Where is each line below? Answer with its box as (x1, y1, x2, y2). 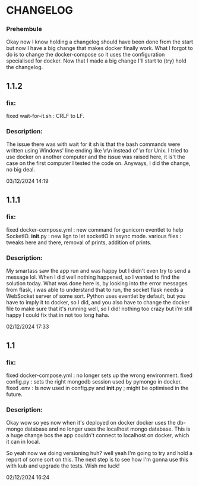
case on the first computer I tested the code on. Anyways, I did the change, (6, 160, 191, 167)
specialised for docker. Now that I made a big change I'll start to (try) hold (6, 57, 187, 64)
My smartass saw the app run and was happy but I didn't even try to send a (6, 267, 191, 275)
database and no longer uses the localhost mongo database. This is (24, 425, 191, 432)
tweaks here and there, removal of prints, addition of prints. (6, 239, 152, 246)
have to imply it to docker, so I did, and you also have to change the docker (6, 299, 190, 306)
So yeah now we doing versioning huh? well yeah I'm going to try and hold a (6, 450, 193, 457)
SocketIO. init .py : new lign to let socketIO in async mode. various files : (6, 233, 182, 240)
